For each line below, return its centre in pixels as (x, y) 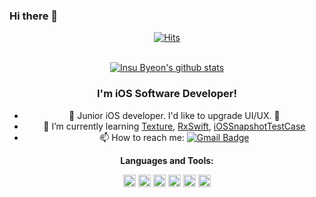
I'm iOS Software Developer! (167, 94)
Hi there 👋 (34, 16)
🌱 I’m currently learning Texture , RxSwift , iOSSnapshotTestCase (174, 126)
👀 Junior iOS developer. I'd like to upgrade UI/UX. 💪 (174, 115)
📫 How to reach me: (142, 137)
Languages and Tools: (167, 160)
